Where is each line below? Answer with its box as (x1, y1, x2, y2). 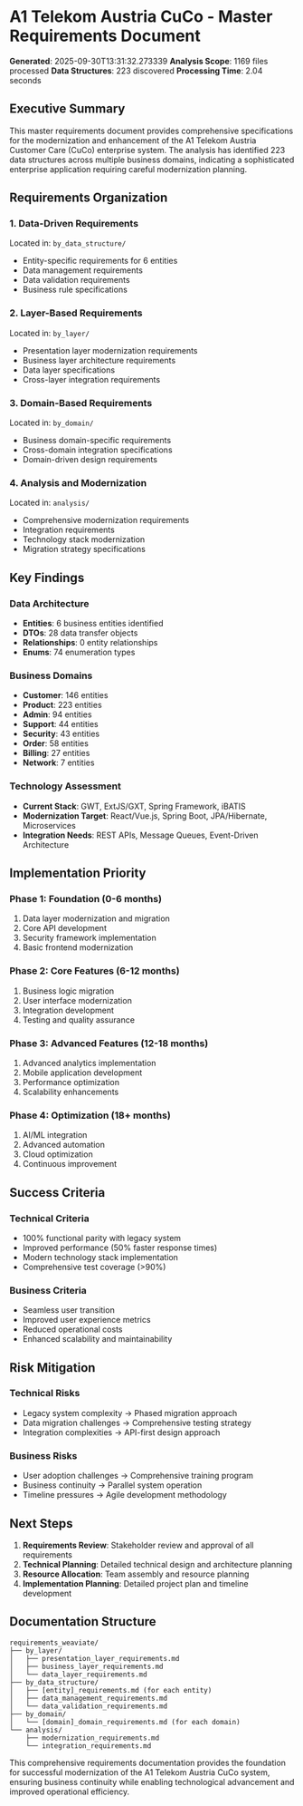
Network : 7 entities (22, 757, 95, 768)
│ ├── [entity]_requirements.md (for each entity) (9, 1685, 213, 1694)
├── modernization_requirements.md (25, 1733, 160, 1743)
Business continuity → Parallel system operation (22, 1480, 203, 1490)
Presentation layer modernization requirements (22, 345, 198, 355)
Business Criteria (9, 1284, 88, 1296)
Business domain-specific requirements (22, 435, 172, 446)
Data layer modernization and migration (22, 913, 170, 924)
